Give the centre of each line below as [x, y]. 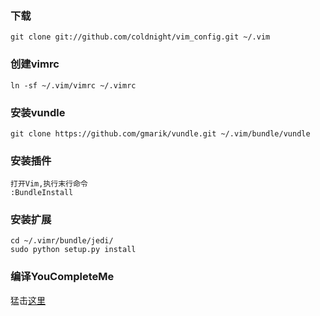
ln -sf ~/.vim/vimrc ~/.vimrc [73, 85]
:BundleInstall [42, 193]
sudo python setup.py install [73, 250]
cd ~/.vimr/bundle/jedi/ [62, 241]
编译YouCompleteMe [62, 277]
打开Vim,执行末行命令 [49, 184]
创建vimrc [35, 64]
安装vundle [38, 112]
